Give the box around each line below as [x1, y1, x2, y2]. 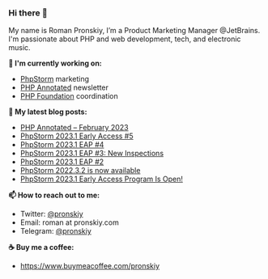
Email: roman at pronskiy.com [19, 218, 119, 227]
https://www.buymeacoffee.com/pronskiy [19, 261, 160, 271]
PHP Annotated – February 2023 [19, 123, 129, 133]
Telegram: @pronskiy [19, 226, 91, 236]
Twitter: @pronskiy [19, 209, 83, 219]
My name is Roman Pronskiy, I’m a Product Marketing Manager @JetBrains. [8, 26, 261, 36]
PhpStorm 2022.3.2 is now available [19, 166, 141, 175]
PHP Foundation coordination [19, 91, 119, 101]
